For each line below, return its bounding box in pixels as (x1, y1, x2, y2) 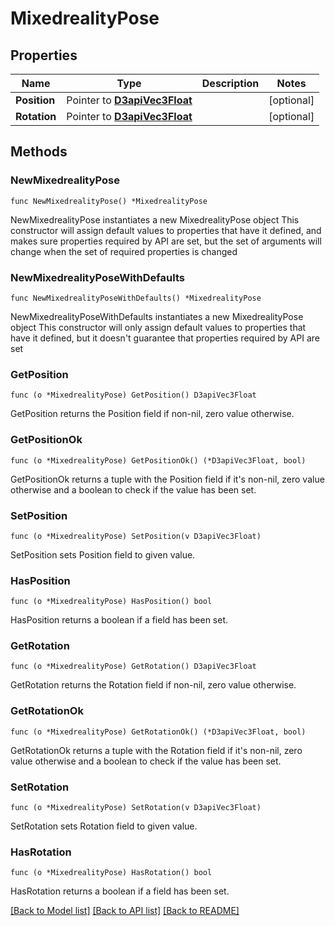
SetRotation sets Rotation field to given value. (10, 820, 198, 832)
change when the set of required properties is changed (10, 245, 238, 257)
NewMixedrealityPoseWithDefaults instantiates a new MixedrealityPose (10, 310, 304, 322)
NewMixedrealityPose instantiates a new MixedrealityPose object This (10, 213, 300, 226)
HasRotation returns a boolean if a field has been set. (10, 885, 230, 897)
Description (201, 77, 260, 90)
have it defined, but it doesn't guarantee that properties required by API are (10, 332, 320, 344)
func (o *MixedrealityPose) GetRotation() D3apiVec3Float (10, 662, 257, 672)
